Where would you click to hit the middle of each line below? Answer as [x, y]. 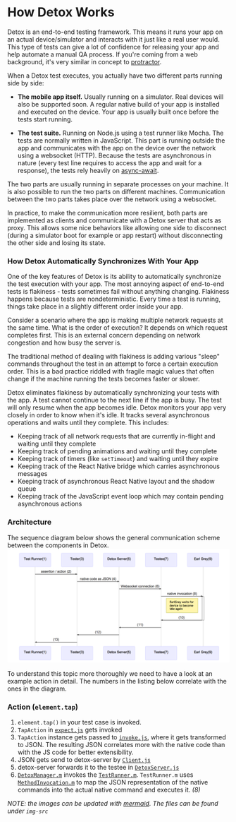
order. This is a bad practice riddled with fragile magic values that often [111, 371]
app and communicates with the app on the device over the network [117, 148]
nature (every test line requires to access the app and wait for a [110, 162]
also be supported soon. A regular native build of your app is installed [118, 104]
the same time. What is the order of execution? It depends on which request [117, 328]
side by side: [26, 83]
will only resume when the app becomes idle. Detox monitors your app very [117, 407]
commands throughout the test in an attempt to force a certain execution [113, 364]
